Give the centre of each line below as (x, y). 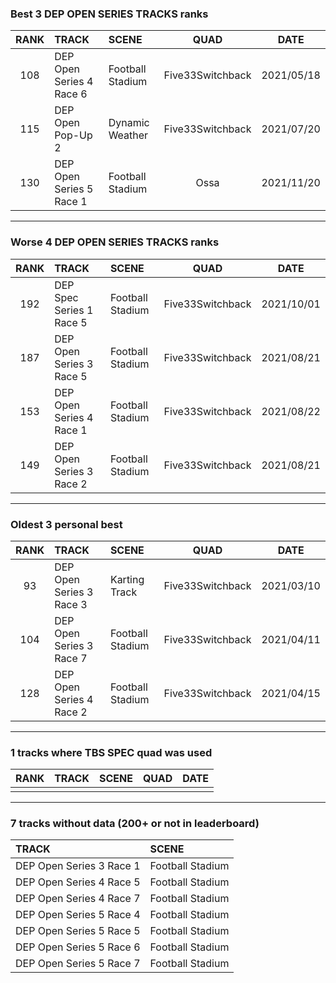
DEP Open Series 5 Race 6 (78, 947)
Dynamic (129, 123)
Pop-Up (73, 135)
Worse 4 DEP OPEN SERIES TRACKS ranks (115, 242)
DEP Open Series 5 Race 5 (78, 931)
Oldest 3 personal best (66, 524)
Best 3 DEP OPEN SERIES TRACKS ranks (109, 14)
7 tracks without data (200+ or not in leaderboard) (135, 824)
